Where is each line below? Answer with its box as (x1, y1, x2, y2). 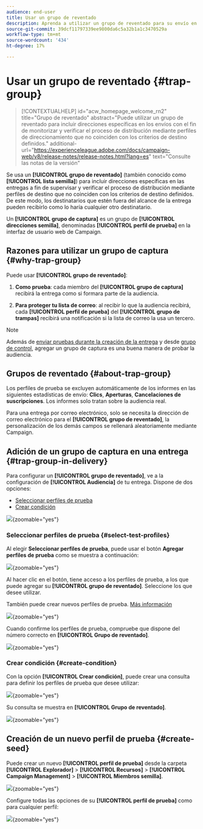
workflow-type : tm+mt (6, 32, 61, 38)
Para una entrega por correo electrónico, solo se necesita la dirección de (6, 409, 190, 417)
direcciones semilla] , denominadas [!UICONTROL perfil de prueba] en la (6, 222, 191, 229)
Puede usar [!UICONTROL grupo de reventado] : (6, 271, 128, 279)
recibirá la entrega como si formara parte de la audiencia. (15, 290, 159, 297)
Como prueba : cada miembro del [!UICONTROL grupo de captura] (15, 283, 184, 290)
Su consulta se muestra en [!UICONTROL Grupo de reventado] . (6, 704, 167, 711)
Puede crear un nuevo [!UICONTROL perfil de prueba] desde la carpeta (6, 759, 187, 767)
